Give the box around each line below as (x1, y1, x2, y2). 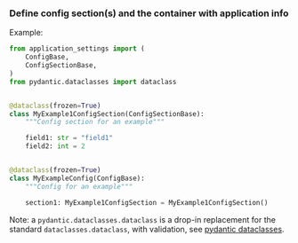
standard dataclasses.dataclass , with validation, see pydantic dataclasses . (9, 223, 285, 234)
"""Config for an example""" (25, 182, 133, 191)
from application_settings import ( (9, 44, 145, 53)
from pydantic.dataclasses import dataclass (9, 77, 177, 86)
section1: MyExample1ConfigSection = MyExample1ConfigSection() (25, 198, 269, 207)
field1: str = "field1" (25, 134, 114, 143)
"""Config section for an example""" (25, 118, 165, 127)
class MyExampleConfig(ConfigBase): (9, 174, 145, 183)
